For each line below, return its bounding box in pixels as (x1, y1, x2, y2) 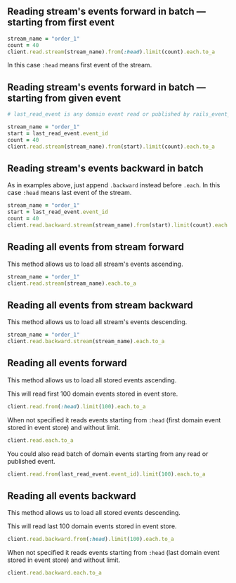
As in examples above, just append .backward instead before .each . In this (7, 181, 221, 189)
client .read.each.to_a (7, 436, 74, 444)
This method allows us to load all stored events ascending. (7, 375, 177, 384)
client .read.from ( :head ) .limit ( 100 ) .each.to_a (7, 403, 146, 410)
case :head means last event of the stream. (7, 189, 132, 197)
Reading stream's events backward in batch (7, 163, 204, 175)
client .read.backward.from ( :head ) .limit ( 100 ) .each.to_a (7, 536, 174, 543)
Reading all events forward (7, 357, 128, 369)
